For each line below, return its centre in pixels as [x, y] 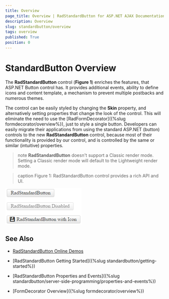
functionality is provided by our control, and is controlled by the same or [80, 140]
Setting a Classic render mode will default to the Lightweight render [88, 160]
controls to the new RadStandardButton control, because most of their [79, 135]
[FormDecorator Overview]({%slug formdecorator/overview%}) [78, 291]
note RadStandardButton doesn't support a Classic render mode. [86, 155]
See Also [19, 239]
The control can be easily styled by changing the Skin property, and [76, 108]
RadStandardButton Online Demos [48, 251]
